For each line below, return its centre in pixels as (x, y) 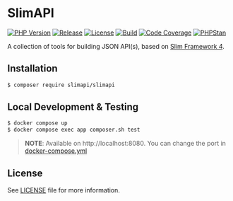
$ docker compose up (38, 123)
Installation (32, 69)
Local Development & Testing (73, 107)
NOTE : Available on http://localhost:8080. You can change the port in (125, 144)
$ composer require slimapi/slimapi (61, 85)
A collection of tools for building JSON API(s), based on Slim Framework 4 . (116, 46)
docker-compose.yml (56, 151)
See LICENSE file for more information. (64, 190)
